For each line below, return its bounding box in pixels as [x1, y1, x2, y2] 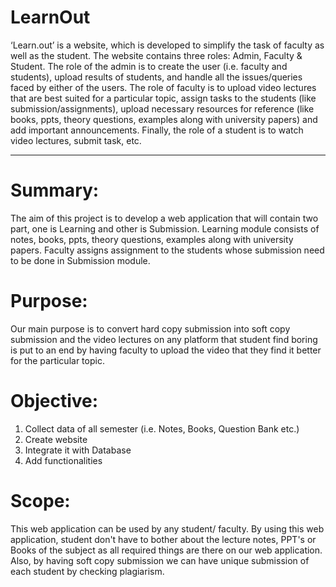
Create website [24, 433, 88, 445]
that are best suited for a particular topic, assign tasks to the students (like [10, 92, 317, 104]
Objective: [10, 390, 99, 412]
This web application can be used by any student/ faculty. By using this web [10, 522, 325, 535]
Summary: [10, 179, 100, 202]
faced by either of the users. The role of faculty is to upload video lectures [10, 81, 317, 93]
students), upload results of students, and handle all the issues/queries [10, 71, 303, 83]
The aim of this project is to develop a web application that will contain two [10, 212, 319, 224]
